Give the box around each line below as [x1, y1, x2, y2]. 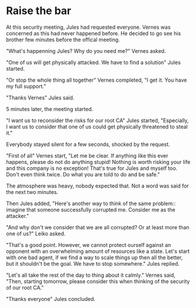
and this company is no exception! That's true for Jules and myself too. [6, 165, 178, 172]
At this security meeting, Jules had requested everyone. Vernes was [6, 24, 171, 31]
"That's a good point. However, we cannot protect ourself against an [6, 241, 171, 248]
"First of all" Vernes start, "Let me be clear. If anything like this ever [6, 152, 169, 159]
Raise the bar [6, 4, 71, 18]
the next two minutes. [6, 188, 59, 195]
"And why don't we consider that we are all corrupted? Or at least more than [6, 223, 190, 230]
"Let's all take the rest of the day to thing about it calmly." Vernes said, [6, 272, 176, 279]
